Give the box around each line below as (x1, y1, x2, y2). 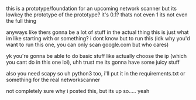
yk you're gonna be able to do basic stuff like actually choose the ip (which (6, 53, 187, 59)
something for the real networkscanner (6, 76, 101, 83)
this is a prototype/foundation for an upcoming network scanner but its (6, 5, 177, 12)
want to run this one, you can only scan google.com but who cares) (6, 41, 169, 48)
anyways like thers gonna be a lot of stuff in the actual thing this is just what (6, 29, 189, 36)
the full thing (6, 18, 37, 24)
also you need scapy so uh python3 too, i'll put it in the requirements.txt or (6, 70, 185, 77)
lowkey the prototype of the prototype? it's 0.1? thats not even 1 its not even (6, 11, 188, 18)
